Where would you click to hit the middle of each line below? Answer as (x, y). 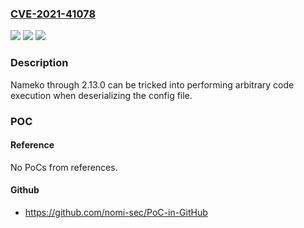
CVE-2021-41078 (53, 14)
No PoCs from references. (64, 167)
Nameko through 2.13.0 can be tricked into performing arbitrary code (152, 84)
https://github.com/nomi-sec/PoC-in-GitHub (116, 212)
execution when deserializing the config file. (101, 95)
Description (39, 63)
